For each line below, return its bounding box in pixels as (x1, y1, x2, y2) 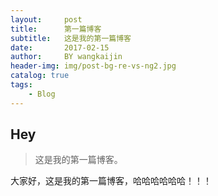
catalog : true (10, 71, 70, 81)
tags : (10, 80, 33, 90)
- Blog (28, 89, 56, 99)
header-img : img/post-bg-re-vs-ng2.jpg (10, 61, 177, 71)
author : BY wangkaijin (10, 52, 123, 62)
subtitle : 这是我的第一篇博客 (10, 33, 132, 43)
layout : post (10, 14, 83, 25)
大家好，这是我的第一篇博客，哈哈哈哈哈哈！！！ (10, 175, 212, 187)
